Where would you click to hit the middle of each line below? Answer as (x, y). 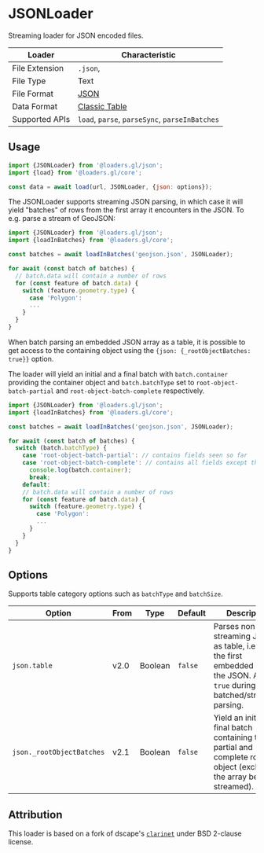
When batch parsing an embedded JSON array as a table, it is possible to (127, 342)
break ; (40, 477)
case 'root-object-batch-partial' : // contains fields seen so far (135, 456)
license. (21, 842)
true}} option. (31, 358)
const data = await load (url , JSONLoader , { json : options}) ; (110, 187)
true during (235, 686)
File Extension (38, 68)
